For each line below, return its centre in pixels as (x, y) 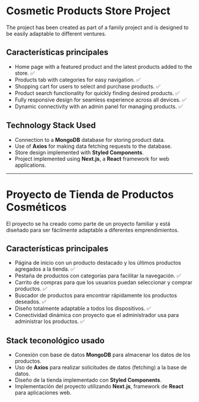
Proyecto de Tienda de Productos (90, 194)
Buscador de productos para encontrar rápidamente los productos (96, 296)
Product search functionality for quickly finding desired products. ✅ (97, 93)
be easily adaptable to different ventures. (56, 33)
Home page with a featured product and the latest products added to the (103, 67)
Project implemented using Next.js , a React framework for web (92, 159)
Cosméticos (36, 207)
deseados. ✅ (31, 302)
